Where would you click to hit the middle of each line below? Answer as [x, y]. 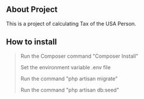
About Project [32, 10]
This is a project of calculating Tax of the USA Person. [71, 23]
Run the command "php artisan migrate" [69, 79]
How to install [32, 42]
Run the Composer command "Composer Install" [79, 56]
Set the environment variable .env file [66, 67]
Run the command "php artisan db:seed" [70, 90]
